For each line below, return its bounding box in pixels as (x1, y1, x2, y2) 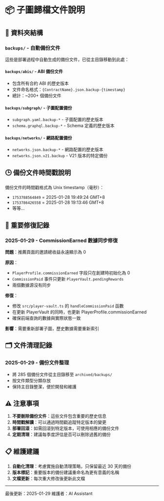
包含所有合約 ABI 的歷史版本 (12, 80, 69, 86)
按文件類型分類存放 (12, 378, 51, 383)
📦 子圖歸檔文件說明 (5, 4, 85, 16)
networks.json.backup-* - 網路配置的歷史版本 (12, 146, 103, 152)
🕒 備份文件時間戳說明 (5, 168, 71, 177)
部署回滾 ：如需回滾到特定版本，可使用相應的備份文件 (12, 426, 120, 431)
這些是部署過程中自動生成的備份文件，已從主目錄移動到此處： (5, 56, 129, 62)
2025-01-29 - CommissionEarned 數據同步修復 (5, 237, 118, 244)
